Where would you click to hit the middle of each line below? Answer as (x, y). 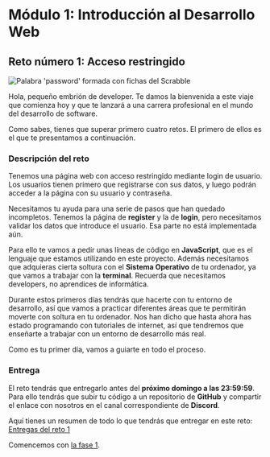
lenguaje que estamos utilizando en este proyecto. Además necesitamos (129, 258)
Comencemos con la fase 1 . (54, 445)
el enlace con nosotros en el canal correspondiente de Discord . (114, 405)
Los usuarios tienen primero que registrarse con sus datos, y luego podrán (132, 185)
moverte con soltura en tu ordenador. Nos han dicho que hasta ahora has (130, 317)
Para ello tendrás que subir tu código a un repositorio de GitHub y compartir (135, 397)
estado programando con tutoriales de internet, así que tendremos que (126, 325)
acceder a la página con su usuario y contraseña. (90, 193)
